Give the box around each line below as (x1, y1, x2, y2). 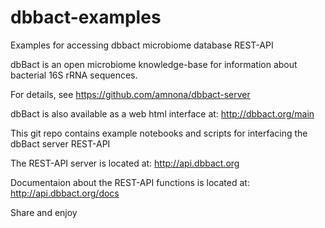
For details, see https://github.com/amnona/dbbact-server (10, 88, 251, 100)
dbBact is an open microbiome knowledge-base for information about (10, 58, 298, 70)
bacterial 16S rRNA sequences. (10, 69, 138, 81)
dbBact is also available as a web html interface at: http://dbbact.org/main (10, 107, 315, 120)
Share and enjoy (10, 206, 78, 218)
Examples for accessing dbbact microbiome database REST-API (10, 39, 274, 51)
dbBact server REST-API (10, 137, 111, 150)
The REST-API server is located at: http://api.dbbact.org (10, 157, 240, 169)
